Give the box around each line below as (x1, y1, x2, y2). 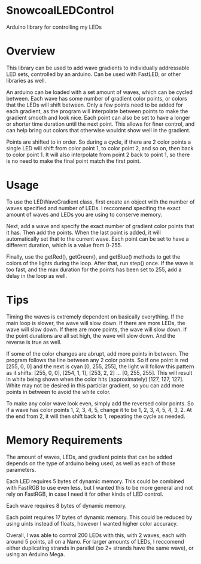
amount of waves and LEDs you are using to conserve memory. (6, 211, 163, 218)
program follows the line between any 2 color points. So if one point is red (6, 356, 188, 363)
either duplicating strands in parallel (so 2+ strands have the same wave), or (6, 544, 194, 551)
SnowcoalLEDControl (6, 4, 114, 17)
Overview (6, 44, 56, 58)
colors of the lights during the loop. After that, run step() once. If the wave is (6, 259, 194, 266)
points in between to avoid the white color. (6, 388, 111, 395)
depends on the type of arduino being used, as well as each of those (6, 459, 176, 467)
